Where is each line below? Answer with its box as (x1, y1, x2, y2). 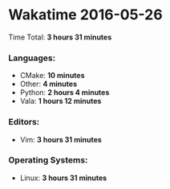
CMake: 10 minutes (19, 71, 86, 80)
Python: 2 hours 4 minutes (19, 88, 110, 97)
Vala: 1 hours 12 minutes (19, 97, 102, 106)
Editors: (8, 117, 40, 128)
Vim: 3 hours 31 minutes (19, 134, 102, 144)
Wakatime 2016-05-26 (8, 6, 163, 24)
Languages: (8, 52, 56, 64)
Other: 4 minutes (19, 79, 78, 89)
